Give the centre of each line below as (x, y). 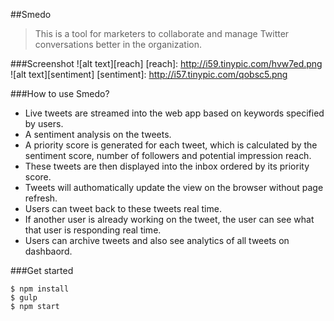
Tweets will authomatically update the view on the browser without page (174, 187)
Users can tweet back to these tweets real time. (123, 208)
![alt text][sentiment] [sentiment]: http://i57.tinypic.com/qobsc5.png (149, 74)
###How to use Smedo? (60, 93)
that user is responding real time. (93, 230)
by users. (44, 123)
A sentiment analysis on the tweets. (98, 134)
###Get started (42, 270)
